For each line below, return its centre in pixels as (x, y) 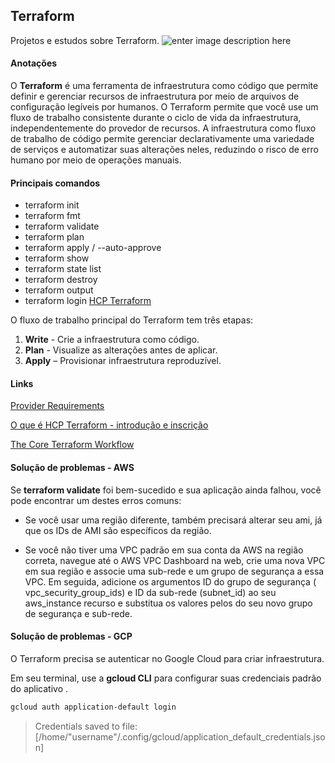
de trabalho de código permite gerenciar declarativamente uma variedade (162, 139)
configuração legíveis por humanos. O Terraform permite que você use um (164, 107)
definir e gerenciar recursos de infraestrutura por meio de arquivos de (155, 96)
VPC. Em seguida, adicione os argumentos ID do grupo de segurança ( (170, 581)
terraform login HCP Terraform (88, 301)
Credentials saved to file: (86, 726)
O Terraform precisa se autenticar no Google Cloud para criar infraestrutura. (167, 658)
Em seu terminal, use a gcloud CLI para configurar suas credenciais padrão (166, 678)
